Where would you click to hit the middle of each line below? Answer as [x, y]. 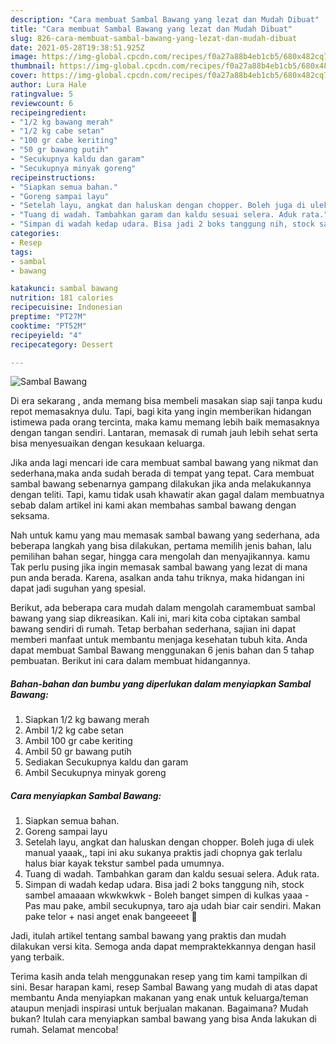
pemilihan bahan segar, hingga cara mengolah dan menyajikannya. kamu [160, 557]
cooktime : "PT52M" [48, 326]
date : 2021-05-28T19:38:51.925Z [77, 47]
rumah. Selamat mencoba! [64, 1030]
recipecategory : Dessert [62, 344]
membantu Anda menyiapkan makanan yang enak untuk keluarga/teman [159, 998]
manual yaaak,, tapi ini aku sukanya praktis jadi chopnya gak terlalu [163, 853]
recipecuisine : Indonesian [66, 307]
